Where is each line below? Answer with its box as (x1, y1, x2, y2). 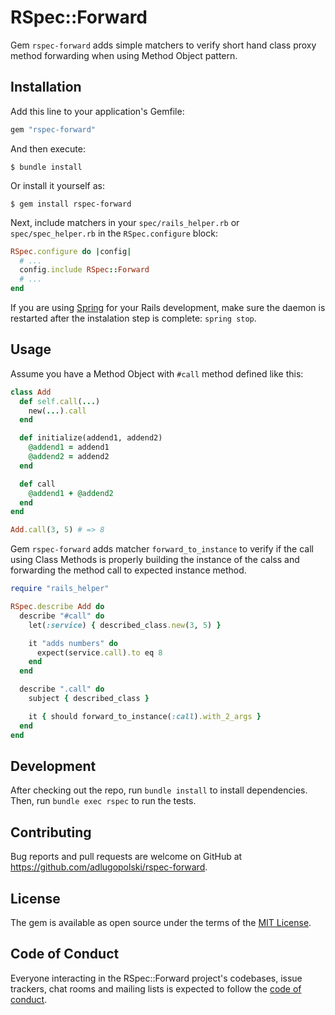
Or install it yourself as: (10, 179, 105, 191)
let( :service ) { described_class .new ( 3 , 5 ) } (28, 620, 222, 630)
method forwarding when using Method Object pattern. (10, 49, 238, 61)
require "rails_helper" (10, 584, 110, 594)
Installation (10, 79, 82, 96)
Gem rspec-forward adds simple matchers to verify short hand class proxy (10, 39, 317, 51)
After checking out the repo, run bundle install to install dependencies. (10, 784, 308, 796)
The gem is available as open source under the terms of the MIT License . (10, 917, 312, 928)
